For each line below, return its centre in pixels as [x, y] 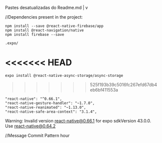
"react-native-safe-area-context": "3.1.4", [51, 112]
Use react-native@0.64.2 [30, 126]
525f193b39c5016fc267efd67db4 [124, 84]
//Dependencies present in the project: [44, 17]
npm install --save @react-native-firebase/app [54, 26]
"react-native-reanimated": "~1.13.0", [46, 107]
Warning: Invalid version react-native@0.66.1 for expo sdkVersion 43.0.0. [78, 120]
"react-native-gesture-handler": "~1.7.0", [50, 103]
